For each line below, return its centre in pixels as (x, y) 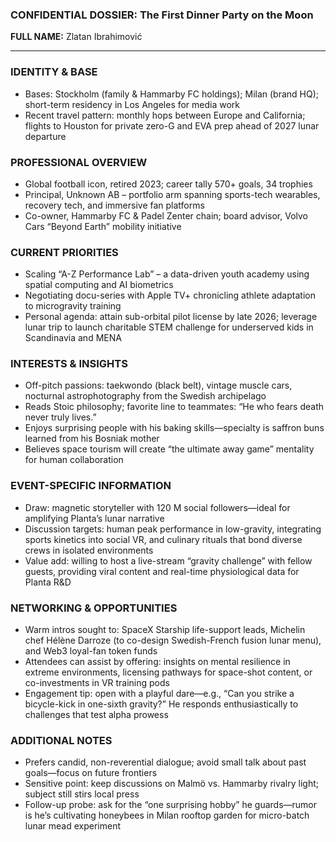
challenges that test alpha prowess (96, 715)
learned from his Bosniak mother (92, 439)
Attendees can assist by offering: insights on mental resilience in (157, 662)
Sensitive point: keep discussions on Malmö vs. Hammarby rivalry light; (172, 784)
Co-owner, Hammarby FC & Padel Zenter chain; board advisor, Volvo (166, 215)
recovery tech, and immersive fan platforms (114, 205)
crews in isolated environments (89, 550)
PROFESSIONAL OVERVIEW (79, 162)
